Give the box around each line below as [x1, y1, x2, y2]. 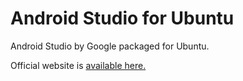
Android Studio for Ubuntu [10, 7, 235, 30]
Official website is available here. [10, 59, 147, 71]
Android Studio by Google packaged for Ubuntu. [10, 40, 210, 52]
